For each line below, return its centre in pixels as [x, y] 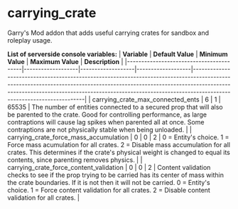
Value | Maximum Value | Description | [65, 61]
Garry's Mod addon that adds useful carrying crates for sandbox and [108, 33]
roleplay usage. [30, 40]
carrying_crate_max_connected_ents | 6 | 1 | [157, 99]
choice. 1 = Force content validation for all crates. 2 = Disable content [109, 190]
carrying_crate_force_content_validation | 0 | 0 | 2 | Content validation [109, 167]
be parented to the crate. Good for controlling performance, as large [107, 114]
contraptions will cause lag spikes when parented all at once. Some [106, 122]
